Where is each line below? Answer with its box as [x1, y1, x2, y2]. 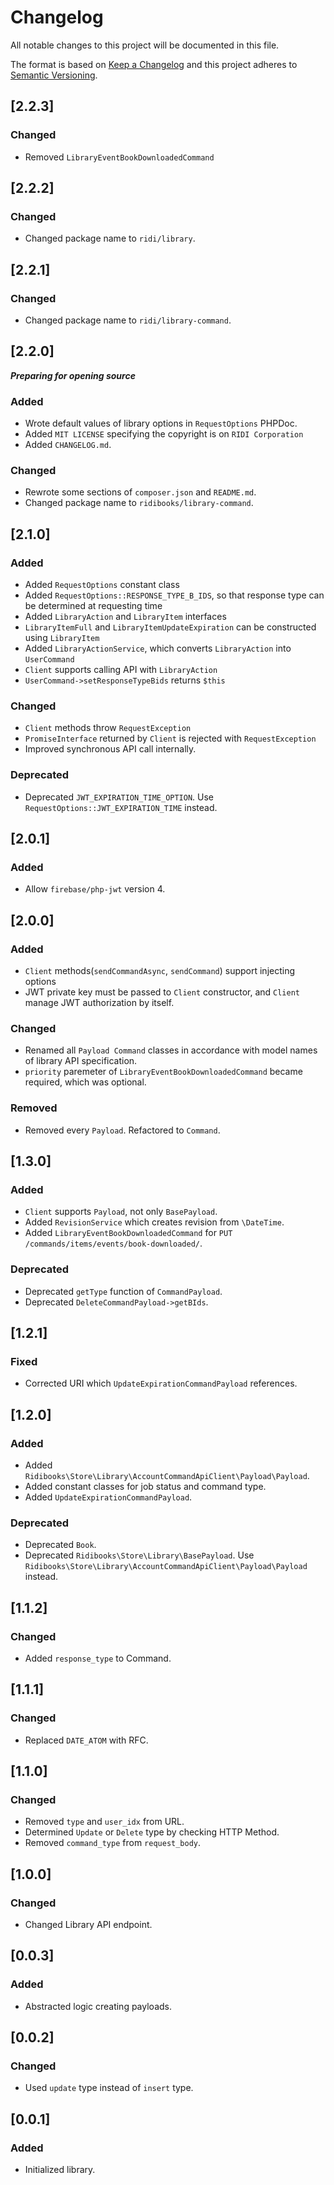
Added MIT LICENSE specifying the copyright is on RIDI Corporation [24, 428, 304, 440]
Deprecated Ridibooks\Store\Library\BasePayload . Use [24, 1549, 255, 1561]
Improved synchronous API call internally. [24, 743, 197, 755]
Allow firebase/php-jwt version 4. [24, 883, 166, 895]
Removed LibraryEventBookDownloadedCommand [24, 151, 215, 163]
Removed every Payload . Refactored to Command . [24, 1124, 221, 1136]
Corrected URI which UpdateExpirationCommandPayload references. [24, 1377, 298, 1390]
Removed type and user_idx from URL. [24, 1816, 185, 1828]
